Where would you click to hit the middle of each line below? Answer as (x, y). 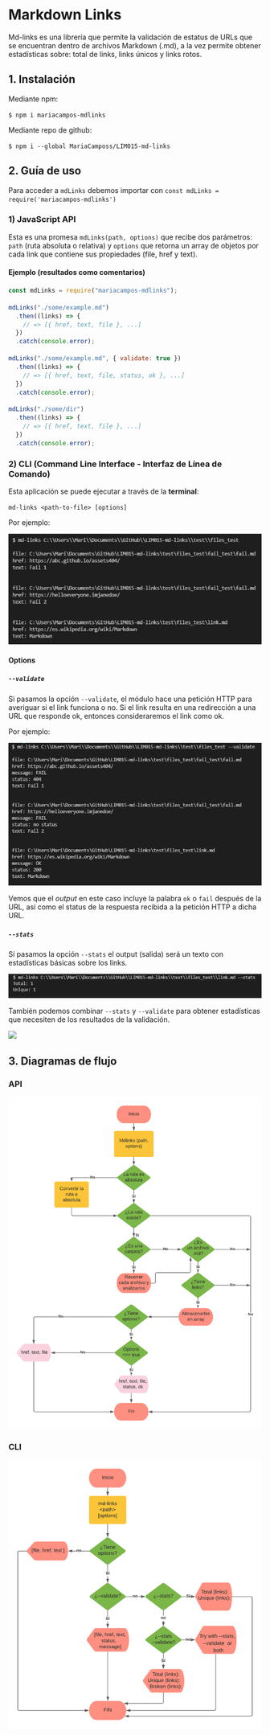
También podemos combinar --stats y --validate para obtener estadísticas (135, 1011)
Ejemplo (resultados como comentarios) (77, 273)
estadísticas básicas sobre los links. (68, 963)
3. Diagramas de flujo (63, 1062)
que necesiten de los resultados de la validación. (89, 1019)
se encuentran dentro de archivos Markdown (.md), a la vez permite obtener (135, 45)
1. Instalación (42, 79)
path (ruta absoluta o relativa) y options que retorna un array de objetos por (134, 245)
